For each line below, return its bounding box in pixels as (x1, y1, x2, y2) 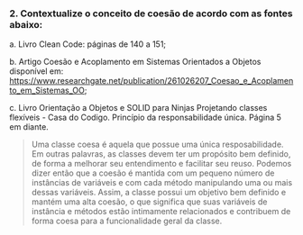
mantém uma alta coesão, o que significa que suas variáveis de (31, 196, 268, 207)
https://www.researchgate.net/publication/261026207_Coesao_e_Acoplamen (9, 76, 294, 86)
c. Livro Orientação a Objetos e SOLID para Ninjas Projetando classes (9, 103, 268, 113)
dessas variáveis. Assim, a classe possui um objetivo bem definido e (31, 187, 287, 198)
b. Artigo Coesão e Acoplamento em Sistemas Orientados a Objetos (9, 57, 262, 68)
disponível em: (9, 66, 64, 77)
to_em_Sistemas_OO (9, 85, 86, 96)
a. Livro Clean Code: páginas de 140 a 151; (9, 39, 167, 50)
